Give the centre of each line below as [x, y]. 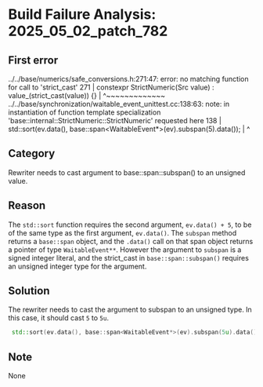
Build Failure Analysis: [82, 15]
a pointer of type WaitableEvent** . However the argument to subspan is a [125, 250]
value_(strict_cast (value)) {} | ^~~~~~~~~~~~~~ [87, 95]
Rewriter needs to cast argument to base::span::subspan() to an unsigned [127, 172]
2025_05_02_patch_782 [88, 31]
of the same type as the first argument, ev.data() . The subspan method [122, 232]
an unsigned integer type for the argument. [77, 266]
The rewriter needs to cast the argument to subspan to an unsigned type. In [130, 310]
